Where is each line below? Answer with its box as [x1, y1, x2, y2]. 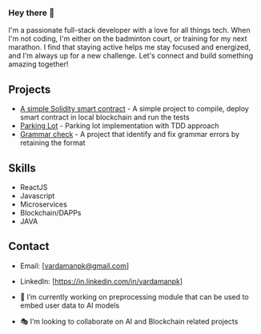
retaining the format [19, 138, 86, 147]
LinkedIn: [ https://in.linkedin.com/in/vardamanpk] [19, 276, 183, 286]
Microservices [19, 199, 68, 209]
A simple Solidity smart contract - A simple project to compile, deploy [19, 104, 250, 114]
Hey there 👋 [8, 7, 54, 18]
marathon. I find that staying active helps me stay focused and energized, [8, 42, 251, 52]
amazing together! [8, 59, 69, 69]
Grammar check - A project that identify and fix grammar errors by [19, 130, 240, 139]
